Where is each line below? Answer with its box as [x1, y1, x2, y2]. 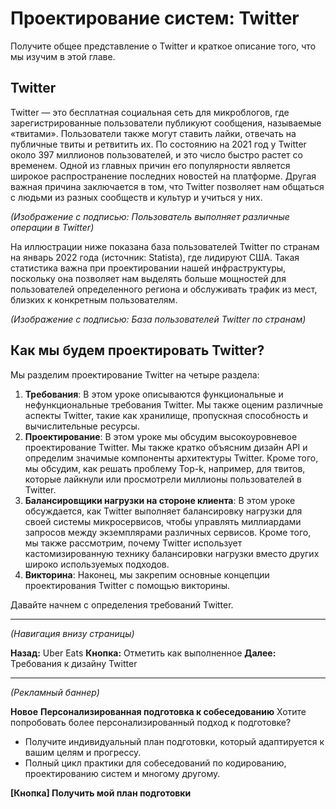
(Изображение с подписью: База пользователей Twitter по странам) [10, 313, 307, 325]
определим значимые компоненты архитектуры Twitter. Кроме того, [24, 452, 319, 464]
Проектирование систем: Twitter [10, 7, 300, 30]
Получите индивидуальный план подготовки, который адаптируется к [24, 735, 325, 747]
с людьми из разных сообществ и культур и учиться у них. [10, 191, 263, 203]
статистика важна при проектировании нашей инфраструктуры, [10, 262, 287, 274]
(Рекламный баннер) [10, 686, 100, 698]
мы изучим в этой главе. [10, 50, 116, 62]
